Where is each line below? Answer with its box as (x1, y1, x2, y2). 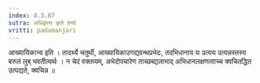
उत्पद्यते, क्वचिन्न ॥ (8, 66, 56, 75)
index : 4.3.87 (8, 11, 56, 20)
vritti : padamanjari (8, 26, 77, 34)
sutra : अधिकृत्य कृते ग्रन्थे (8, 19, 77, 27)
